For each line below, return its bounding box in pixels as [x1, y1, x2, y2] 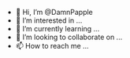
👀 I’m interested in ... [15, 16, 83, 25]
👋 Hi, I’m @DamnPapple [15, 8, 93, 16]
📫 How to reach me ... [15, 42, 89, 50]
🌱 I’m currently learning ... [15, 24, 100, 33]
